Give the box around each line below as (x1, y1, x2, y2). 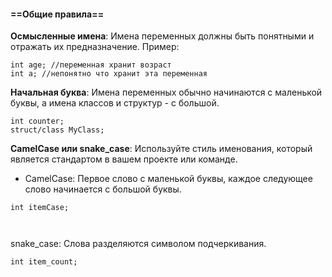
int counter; (10, 116, 65, 127)
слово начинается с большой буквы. (24, 183, 182, 195)
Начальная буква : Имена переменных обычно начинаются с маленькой (10, 86, 323, 99)
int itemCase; (10, 203, 70, 213)
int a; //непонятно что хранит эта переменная (10, 69, 208, 79)
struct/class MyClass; (10, 125, 105, 135)
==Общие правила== (10, 8, 105, 20)
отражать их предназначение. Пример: (10, 41, 180, 53)
